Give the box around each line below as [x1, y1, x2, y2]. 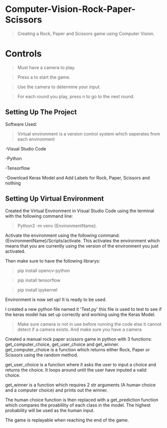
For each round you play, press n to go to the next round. [17, 93, 135, 99]
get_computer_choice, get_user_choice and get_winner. [5, 341, 120, 347]
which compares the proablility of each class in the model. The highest [5, 402, 151, 408]
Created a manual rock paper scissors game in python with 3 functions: [5, 336, 152, 342]
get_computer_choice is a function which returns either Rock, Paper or [5, 346, 150, 352]
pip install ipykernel [17, 286, 58, 292]
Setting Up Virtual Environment [5, 194, 104, 203]
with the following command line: [5, 213, 73, 219]
